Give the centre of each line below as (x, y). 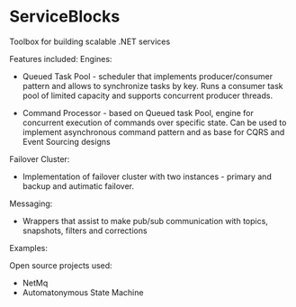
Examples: (28, 248)
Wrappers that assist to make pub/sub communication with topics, (145, 221)
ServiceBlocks (65, 17)
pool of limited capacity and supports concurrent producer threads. (147, 95)
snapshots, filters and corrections (85, 230)
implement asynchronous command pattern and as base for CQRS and (153, 131)
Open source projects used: (61, 265)
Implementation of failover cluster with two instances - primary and (147, 176)
